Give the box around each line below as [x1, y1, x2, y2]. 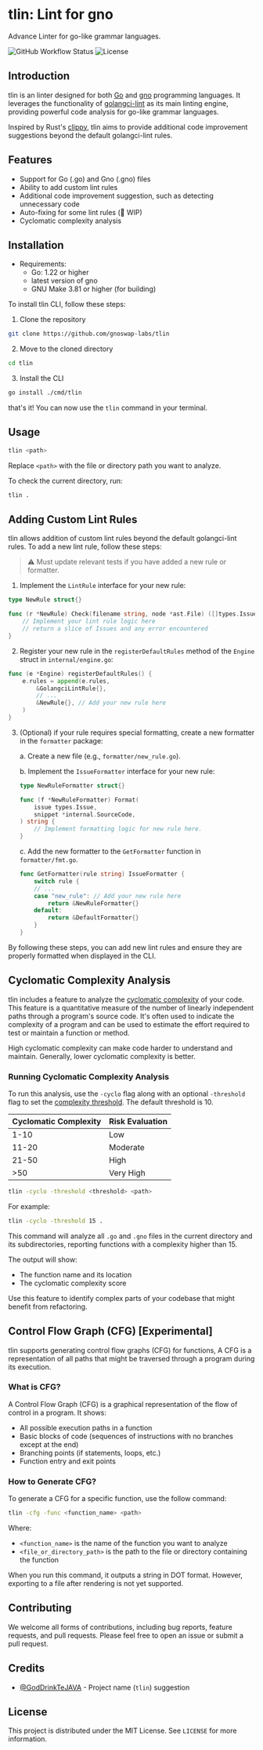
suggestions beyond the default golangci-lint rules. [8, 130, 173, 140]
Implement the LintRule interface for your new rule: [19, 581, 186, 590]
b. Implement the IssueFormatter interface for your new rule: [19, 766, 215, 776]
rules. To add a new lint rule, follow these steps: [8, 542, 162, 551]
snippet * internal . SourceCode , [34, 810, 136, 818]
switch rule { [34, 877, 80, 885]
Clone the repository [19, 315, 86, 324]
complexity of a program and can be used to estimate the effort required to [8, 1019, 250, 1029]
